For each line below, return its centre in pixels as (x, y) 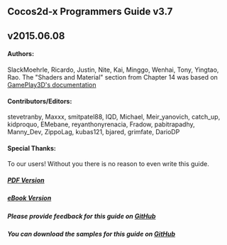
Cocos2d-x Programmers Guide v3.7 (90, 12)
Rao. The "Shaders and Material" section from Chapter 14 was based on (113, 77)
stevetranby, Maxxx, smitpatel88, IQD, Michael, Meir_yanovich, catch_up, (114, 117)
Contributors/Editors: (40, 101)
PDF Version (26, 180)
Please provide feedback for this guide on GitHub (82, 216)
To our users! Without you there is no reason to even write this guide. (108, 164)
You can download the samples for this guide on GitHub (92, 234)
